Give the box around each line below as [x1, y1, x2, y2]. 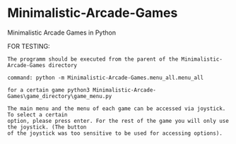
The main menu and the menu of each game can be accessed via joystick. [7, 104, 226, 112]
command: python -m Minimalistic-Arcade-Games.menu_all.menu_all [7, 74, 203, 81]
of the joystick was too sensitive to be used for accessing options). [7, 129, 223, 137]
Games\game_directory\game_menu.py [7, 92, 112, 100]
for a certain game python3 [7, 86, 90, 93]
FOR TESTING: [7, 42, 51, 50]
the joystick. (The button [7, 124, 87, 131]
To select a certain [7, 111, 69, 118]
